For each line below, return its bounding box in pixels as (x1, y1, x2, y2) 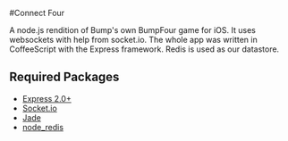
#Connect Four (9, 8, 65, 18)
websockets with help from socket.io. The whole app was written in (9, 35, 258, 45)
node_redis (21, 121, 64, 132)
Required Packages (9, 70, 120, 85)
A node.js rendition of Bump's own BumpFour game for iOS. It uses (9, 25, 257, 35)
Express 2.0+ (21, 93, 72, 104)
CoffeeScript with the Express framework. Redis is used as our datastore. (9, 44, 280, 54)
